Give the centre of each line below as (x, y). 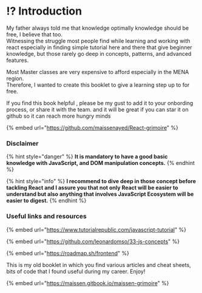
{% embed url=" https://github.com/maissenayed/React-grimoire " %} (93, 127)
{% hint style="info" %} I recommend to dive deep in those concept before (101, 181)
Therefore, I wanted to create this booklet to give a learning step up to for (98, 85)
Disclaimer (22, 143)
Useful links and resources (46, 217)
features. (18, 60)
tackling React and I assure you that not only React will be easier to (92, 188)
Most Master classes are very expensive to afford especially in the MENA (98, 72)
